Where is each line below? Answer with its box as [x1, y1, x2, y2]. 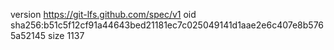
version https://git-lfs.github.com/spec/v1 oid [10, 9, 197, 20]
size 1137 [47, 30, 85, 41]
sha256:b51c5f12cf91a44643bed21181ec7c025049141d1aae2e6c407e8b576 [10, 19, 325, 31]
